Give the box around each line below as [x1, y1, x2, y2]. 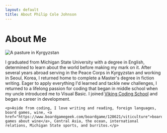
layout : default [5, 7, 39, 12]
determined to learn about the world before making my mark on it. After [5, 65, 152, 70]
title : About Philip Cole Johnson [5, 12, 77, 17]
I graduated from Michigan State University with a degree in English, [5, 59, 145, 65]
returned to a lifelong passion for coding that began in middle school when [5, 85, 158, 92]
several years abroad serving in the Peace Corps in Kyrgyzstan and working [5, 70, 161, 76]
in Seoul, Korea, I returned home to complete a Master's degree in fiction [5, 75, 155, 81]
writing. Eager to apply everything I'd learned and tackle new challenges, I [5, 80, 157, 86]
